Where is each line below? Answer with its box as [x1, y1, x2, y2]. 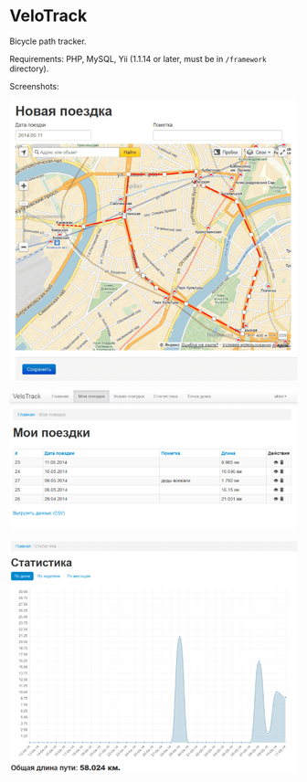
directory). [9, 63, 49, 74]
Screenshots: [9, 80, 59, 91]
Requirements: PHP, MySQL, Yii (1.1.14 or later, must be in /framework [9, 53, 267, 64]
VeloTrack [9, 5, 88, 26]
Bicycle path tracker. [9, 36, 87, 47]
